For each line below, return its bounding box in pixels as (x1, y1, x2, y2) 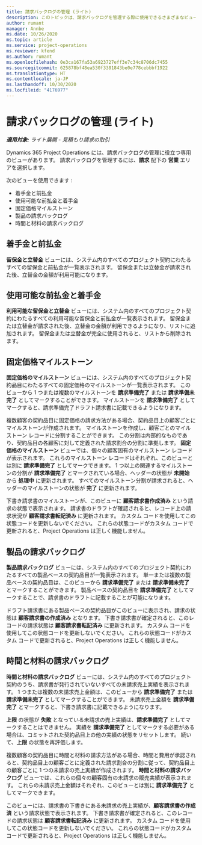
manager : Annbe (6, 25, 44, 32)
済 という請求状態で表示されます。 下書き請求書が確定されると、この (6, 809, 177, 816)
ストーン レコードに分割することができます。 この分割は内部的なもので (6, 432, 182, 439)
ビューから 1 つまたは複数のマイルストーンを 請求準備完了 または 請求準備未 (6, 389, 195, 396)
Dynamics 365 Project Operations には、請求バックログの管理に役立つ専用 (6, 149, 191, 156)
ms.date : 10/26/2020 (6, 31, 58, 37)
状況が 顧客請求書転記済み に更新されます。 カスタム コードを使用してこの (11, 512, 196, 519)
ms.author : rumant (6, 54, 52, 60)
